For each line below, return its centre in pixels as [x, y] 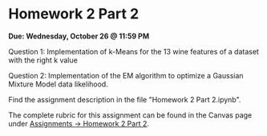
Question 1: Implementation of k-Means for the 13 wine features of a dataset [133, 51]
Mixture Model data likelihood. [58, 84]
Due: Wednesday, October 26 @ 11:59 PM [79, 36]
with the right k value [43, 60]
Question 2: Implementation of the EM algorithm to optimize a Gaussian [126, 75]
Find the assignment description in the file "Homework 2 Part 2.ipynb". [125, 99]
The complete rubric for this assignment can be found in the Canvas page [130, 115]
